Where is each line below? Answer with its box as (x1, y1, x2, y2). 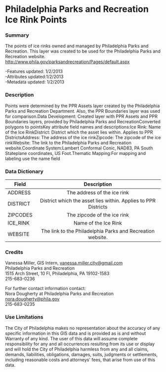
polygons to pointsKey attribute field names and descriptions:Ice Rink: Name (5, 124, 161, 130)
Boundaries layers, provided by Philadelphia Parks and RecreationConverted (5, 118, 161, 125)
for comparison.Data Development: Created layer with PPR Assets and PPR (5, 113, 158, 119)
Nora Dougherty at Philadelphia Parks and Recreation (5, 291, 114, 297)
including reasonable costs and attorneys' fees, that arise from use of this (5, 357, 156, 363)
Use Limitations (5, 314, 43, 321)
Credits (5, 249, 23, 255)
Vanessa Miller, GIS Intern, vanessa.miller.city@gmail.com (5, 260, 123, 266)
